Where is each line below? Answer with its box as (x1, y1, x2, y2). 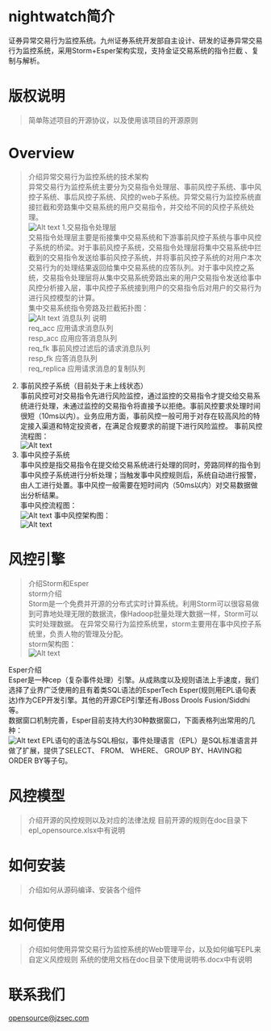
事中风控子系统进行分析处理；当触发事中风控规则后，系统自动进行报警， (19, 470, 261, 480)
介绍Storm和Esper (27, 578, 90, 588)
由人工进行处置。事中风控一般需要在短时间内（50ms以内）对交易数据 (19, 480, 252, 489)
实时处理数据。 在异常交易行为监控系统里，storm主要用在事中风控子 (27, 618, 255, 628)
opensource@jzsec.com (8, 1012, 90, 1022)
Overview (8, 145, 75, 162)
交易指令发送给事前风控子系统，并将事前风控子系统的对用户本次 (49, 252, 262, 262)
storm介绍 (27, 589, 62, 598)
